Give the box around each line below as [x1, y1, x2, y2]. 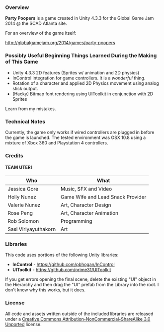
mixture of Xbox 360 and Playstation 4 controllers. [5, 139, 108, 145]
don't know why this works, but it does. [5, 287, 86, 293]
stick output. [12, 85, 38, 91]
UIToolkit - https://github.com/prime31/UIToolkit [12, 267, 111, 273]
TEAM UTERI [5, 164, 32, 170]
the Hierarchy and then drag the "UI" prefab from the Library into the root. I [5, 282, 159, 288]
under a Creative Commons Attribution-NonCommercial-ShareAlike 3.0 [5, 316, 151, 322]
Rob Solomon [7, 218, 39, 225]
